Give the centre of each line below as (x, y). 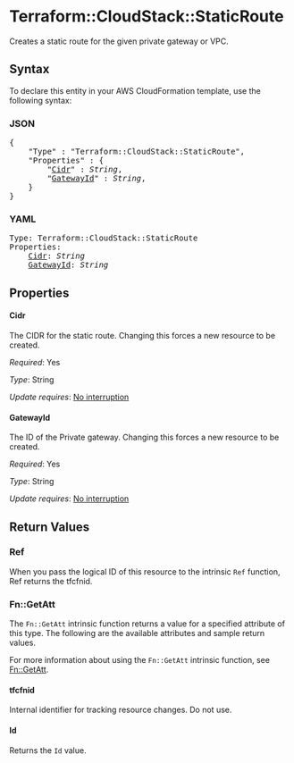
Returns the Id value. (48, 750)
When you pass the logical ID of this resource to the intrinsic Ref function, (145, 571)
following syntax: (41, 100)
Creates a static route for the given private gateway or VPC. (119, 41)
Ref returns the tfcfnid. (51, 581)
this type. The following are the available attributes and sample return (137, 633)
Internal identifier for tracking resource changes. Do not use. (121, 710)
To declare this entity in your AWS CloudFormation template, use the (135, 90)
